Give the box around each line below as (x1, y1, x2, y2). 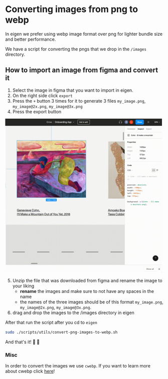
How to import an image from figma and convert (5, 66, 158, 74)
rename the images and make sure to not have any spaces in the (20, 288, 154, 294)
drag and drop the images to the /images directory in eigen (12, 310, 134, 316)
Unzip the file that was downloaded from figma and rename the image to (12, 277, 162, 283)
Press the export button (12, 108, 62, 114)
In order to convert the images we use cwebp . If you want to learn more (5, 363, 150, 369)
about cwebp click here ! (5, 368, 55, 374)
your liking (12, 283, 34, 289)
